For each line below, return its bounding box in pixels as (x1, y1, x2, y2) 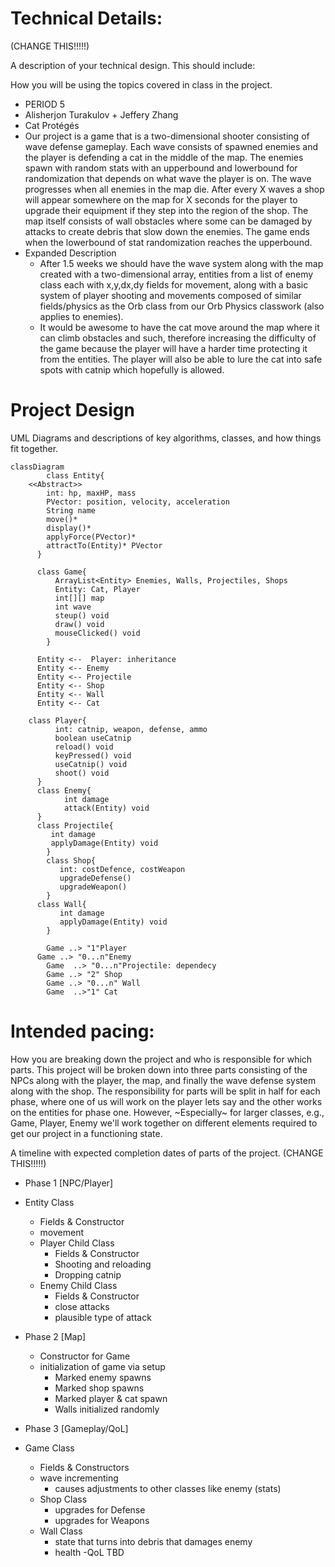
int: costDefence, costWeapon (59, 864, 186, 874)
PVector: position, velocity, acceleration (46, 497, 230, 507)
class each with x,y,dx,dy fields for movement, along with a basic (39, 278, 309, 291)
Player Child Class (39, 1237, 115, 1249)
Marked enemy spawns (54, 1371, 152, 1383)
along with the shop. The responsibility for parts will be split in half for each (10, 1085, 321, 1097)
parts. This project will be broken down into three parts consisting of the (10, 1063, 308, 1076)
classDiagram (10, 462, 65, 472)
